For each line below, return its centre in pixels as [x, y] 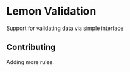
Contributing [31, 47]
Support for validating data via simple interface [65, 28]
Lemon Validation [51, 11]
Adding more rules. [30, 62]
